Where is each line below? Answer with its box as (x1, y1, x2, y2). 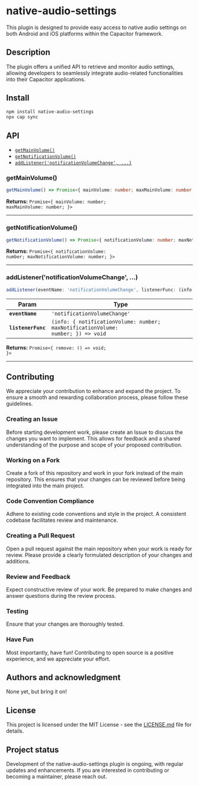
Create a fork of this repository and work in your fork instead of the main (6, 470, 184, 477)
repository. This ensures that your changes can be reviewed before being (6, 476, 185, 483)
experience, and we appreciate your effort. (6, 655, 111, 663)
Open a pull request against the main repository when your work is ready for (6, 545, 192, 552)
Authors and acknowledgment (6, 672, 121, 682)
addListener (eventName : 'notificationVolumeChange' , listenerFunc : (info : (6, 287, 195, 293)
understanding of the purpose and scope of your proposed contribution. (6, 441, 182, 448)
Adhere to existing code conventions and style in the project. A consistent (6, 511, 187, 518)
